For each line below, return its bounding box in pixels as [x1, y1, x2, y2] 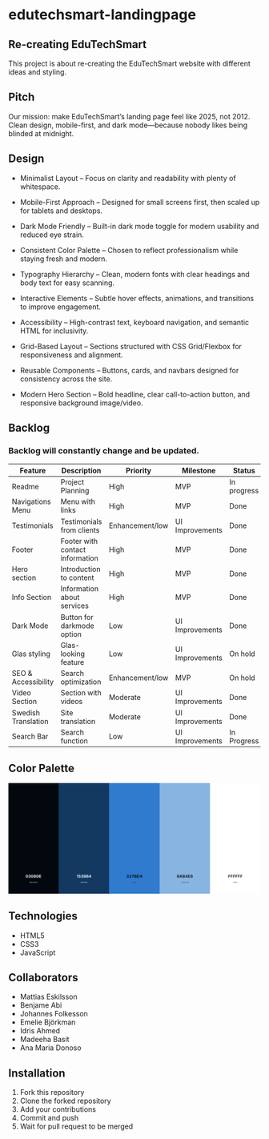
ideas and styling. [8, 67, 66, 77]
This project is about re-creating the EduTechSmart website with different [8, 58, 251, 68]
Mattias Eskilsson [19, 992, 78, 1002]
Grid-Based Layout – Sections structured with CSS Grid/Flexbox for [19, 341, 243, 351]
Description [61, 465, 102, 475]
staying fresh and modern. [19, 254, 108, 264]
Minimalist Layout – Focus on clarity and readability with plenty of [19, 173, 236, 183]
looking [60, 649, 86, 658]
